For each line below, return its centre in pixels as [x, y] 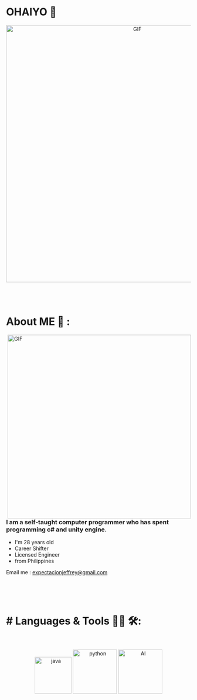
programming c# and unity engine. [57, 530]
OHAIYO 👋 [31, 12]
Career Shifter [31, 548]
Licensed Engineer [37, 555]
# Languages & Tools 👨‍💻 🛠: [74, 621]
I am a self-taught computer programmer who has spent [87, 522]
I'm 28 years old [34, 542]
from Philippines [34, 561]
